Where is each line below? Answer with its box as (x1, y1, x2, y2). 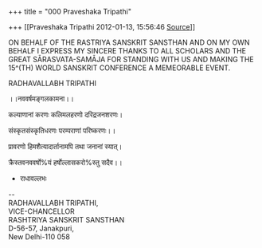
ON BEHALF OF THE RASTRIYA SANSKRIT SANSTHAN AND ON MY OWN (8, 37, 250, 47)
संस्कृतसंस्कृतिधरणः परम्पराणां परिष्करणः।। (8, 126, 116, 135)
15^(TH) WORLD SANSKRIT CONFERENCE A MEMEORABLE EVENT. (8, 63, 231, 73)
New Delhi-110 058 (8, 232, 70, 242)
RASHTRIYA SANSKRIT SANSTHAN (8, 215, 125, 224)
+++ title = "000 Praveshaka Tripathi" (8, 7, 131, 16)
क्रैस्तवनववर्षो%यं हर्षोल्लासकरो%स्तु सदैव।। (8, 158, 123, 167)
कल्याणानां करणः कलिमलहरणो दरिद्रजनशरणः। (8, 110, 123, 119)
